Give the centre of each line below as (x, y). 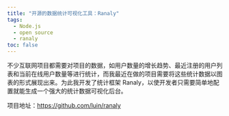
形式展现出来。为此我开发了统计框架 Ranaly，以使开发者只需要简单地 (116, 82)
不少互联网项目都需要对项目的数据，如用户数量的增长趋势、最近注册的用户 (112, 65)
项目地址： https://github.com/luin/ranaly (64, 105)
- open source (33, 32)
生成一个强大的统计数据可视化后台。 (76, 91)
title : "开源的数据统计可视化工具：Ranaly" (63, 13)
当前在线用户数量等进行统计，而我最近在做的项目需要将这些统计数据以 (118, 74)
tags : (15, 20)
